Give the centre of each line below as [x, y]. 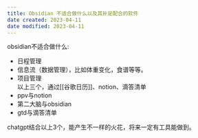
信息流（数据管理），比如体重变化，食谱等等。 [82, 70]
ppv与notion [34, 95]
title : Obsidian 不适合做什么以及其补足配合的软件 [73, 13]
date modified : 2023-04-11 [46, 26]
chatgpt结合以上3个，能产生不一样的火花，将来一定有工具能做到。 [101, 127]
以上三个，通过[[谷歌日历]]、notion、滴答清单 [81, 87]
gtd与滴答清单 [37, 113]
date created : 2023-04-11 [44, 20]
